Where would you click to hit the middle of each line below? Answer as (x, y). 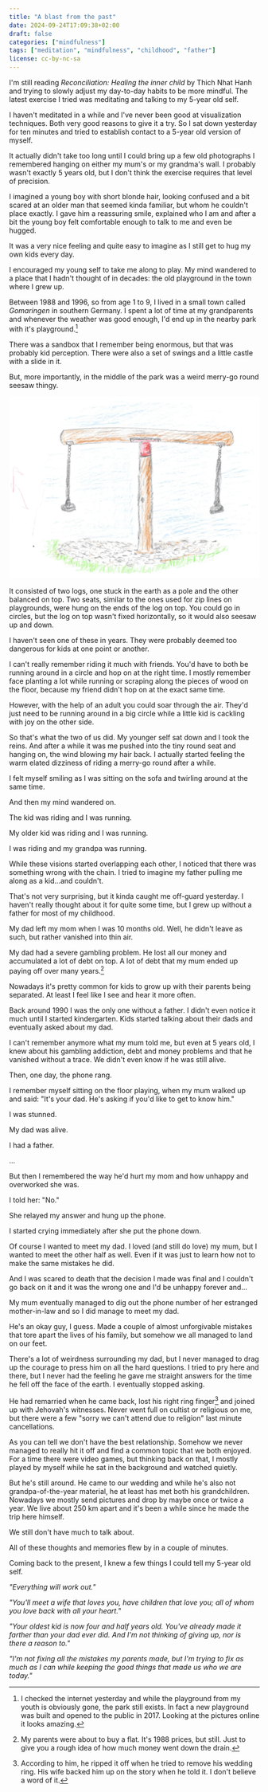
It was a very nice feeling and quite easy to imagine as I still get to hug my (130, 246)
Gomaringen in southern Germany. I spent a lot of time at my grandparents (131, 310)
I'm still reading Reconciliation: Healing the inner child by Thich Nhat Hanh (131, 82)
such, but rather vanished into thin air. (71, 937)
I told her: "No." (34, 1200)
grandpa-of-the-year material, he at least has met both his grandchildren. (129, 1491)
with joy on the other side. (52, 722)
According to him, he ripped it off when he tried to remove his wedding (136, 1763)
